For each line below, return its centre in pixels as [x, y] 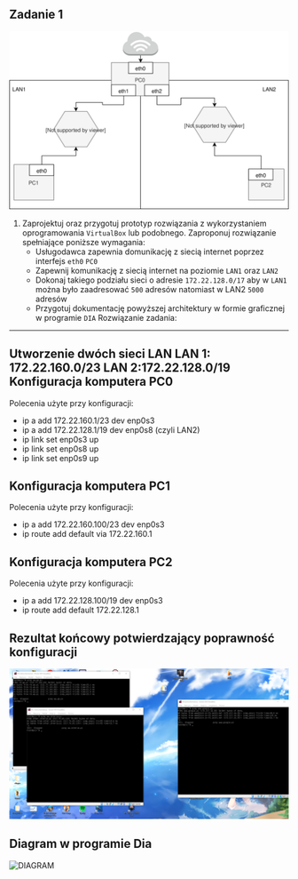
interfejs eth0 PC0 [67, 260]
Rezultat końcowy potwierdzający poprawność [142, 638]
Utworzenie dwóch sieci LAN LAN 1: [110, 354]
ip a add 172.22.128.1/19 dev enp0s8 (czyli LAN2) [111, 429]
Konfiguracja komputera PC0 [91, 382]
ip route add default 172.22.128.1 [81, 610]
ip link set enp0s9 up [60, 458]
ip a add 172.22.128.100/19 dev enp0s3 [92, 601]
